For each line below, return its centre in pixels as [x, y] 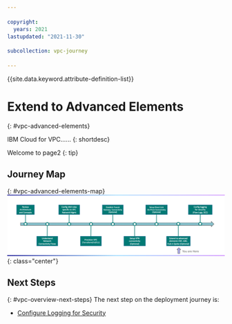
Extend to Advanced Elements [96, 107]
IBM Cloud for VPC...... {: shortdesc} [59, 139]
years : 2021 [31, 29]
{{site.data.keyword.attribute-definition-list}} [71, 79]
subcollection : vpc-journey [48, 51]
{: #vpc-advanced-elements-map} [56, 191]
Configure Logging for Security [61, 313]
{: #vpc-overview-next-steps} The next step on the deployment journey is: [113, 299]
